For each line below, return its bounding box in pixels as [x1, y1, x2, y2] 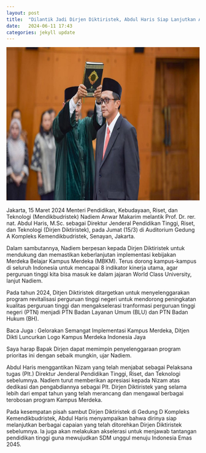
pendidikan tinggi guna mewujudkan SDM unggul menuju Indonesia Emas [6, 434, 192, 441]
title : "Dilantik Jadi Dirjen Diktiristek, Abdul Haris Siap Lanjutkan [6, 16, 196, 23]
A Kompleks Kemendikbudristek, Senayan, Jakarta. [6, 233, 135, 240]
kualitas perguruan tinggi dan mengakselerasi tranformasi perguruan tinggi [6, 302, 196, 310]
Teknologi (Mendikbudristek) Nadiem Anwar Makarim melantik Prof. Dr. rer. [6, 213, 196, 221]
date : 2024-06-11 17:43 [6, 23, 72, 29]
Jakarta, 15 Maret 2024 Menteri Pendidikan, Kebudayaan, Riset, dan [6, 207, 178, 214]
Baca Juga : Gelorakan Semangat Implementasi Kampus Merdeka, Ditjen [6, 327, 190, 334]
